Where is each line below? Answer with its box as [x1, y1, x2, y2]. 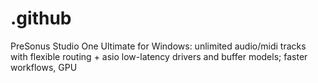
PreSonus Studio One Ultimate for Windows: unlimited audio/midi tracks [10, 40, 307, 52]
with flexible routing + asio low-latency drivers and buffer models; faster [10, 50, 308, 62]
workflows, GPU [10, 61, 78, 73]
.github [10, 7, 72, 30]
